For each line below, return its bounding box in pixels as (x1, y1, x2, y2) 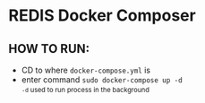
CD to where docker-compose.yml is (21, 64, 151, 75)
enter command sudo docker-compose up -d (21, 74, 183, 85)
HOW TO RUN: (8, 41, 90, 56)
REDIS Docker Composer (8, 5, 196, 26)
